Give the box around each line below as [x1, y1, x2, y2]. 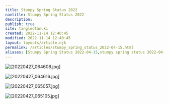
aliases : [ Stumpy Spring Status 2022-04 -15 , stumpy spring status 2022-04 [5, 49, 163, 55]
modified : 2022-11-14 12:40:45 [5, 36, 71, 41]
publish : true [5, 21, 35, 27]
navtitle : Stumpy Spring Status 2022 [5, 12, 84, 17]
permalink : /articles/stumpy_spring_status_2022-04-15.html [5, 45, 134, 50]
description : [5, 17, 33, 22]
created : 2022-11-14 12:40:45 [5, 31, 69, 36]
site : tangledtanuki [5, 26, 49, 31]
